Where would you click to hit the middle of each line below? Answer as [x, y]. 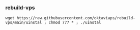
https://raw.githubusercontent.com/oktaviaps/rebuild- [76, 18]
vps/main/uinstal [24, 23]
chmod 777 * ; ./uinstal [75, 23]
